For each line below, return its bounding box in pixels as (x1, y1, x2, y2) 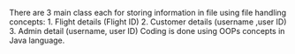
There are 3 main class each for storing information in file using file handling (9, 8, 287, 17)
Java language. (9, 35, 65, 45)
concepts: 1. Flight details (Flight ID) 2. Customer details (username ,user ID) (9, 17, 287, 27)
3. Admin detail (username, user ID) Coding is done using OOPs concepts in (9, 26, 285, 36)
